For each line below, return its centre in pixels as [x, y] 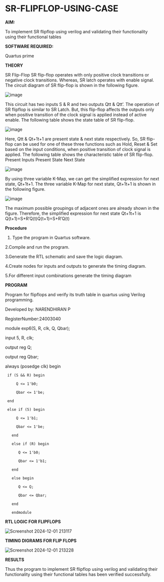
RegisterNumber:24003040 [33, 319]
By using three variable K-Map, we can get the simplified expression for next [82, 178]
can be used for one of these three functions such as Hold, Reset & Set [86, 144]
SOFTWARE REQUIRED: [29, 46]
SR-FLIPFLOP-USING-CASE [62, 9]
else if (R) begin [30, 444]
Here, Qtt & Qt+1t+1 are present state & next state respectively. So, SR [75, 139]
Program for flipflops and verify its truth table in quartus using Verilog [75, 294]
